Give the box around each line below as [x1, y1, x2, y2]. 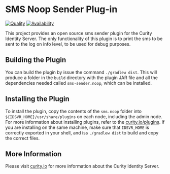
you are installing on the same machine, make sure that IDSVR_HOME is [5, 124, 150, 130]
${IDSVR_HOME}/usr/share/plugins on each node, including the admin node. [5, 113, 162, 120]
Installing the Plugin [5, 95, 70, 103]
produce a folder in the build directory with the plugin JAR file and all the [5, 75, 158, 81]
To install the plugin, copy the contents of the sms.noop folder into [5, 108, 142, 114]
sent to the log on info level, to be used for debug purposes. [5, 41, 131, 47]
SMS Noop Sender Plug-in [5, 4, 118, 15]
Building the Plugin [5, 56, 66, 64]
